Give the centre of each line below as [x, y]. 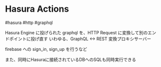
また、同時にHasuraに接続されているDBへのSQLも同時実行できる [71, 59]
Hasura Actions [37, 9]
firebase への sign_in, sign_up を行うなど [46, 49]
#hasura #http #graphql [29, 22]
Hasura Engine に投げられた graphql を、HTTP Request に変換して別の [76, 32]
